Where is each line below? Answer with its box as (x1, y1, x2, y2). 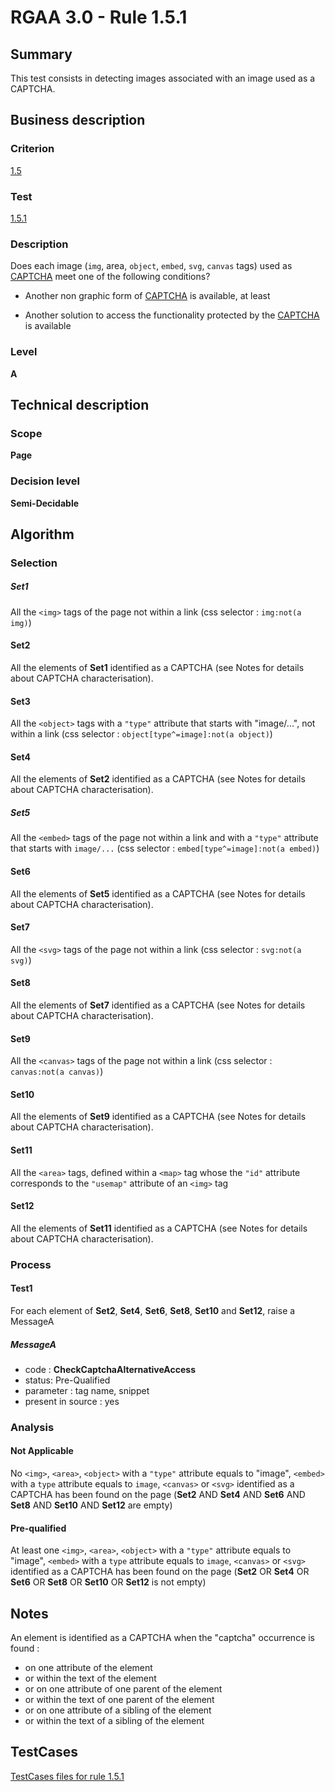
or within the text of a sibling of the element (24, 1715, 205, 1727)
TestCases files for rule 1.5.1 (10, 1770, 125, 1782)
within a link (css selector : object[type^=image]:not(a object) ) (10, 728, 273, 740)
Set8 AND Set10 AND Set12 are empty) (10, 1499, 173, 1511)
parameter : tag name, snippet (24, 1384, 150, 1396)
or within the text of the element (24, 1672, 157, 1685)
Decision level (10, 474, 80, 488)
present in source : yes (24, 1395, 120, 1407)
